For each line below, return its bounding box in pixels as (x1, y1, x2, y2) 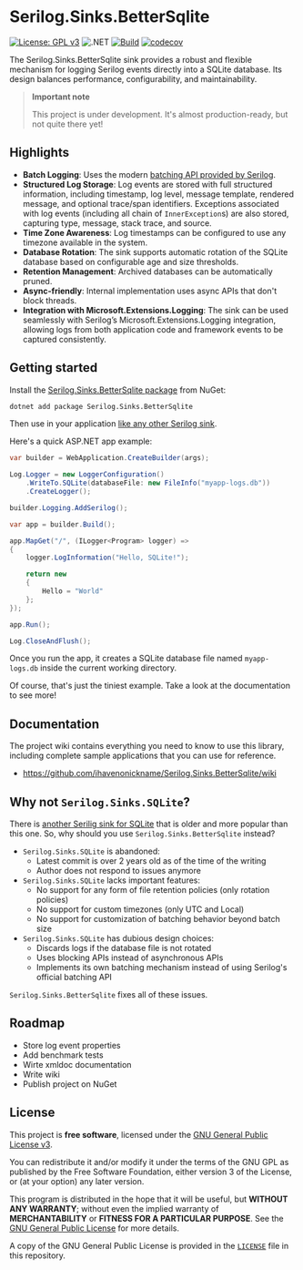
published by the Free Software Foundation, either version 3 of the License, (9, 1166, 293, 1177)
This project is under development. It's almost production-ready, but (31, 108, 288, 119)
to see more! (9, 690, 57, 701)
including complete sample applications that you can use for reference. (9, 750, 277, 762)
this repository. (9, 1250, 66, 1261)
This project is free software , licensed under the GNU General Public (9, 1129, 268, 1140)
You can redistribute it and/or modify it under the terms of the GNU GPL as (9, 1156, 289, 1167)
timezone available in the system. (22, 237, 148, 248)
